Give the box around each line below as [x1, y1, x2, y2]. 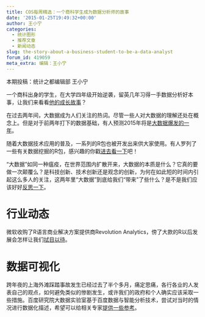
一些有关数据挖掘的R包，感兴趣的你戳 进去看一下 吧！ [6, 147, 138, 155]
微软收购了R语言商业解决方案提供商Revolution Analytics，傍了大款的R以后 [6, 228, 193, 236]
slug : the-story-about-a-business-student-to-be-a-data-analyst [6, 49, 173, 55]
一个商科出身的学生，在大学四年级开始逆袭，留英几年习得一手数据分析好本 [6, 91, 193, 98]
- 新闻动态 [12, 43, 36, 50]
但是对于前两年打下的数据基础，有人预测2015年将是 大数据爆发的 [22, 119, 184, 126]
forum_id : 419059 [6, 54, 51, 61]
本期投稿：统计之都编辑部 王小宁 [6, 78, 88, 85]
